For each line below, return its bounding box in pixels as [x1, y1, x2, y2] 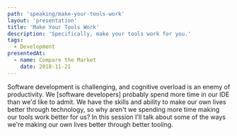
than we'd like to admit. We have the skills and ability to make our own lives [7, 97, 226, 106]
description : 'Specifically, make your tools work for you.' [7, 30, 192, 38]
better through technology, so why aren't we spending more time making [7, 105, 220, 113]
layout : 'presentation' [7, 17, 78, 24]
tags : [7, 37, 23, 44]
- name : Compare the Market [13, 57, 97, 64]
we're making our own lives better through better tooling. [7, 120, 173, 128]
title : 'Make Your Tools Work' [7, 23, 100, 30]
